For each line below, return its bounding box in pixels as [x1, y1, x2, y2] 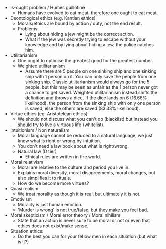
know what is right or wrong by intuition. [17, 138, 102, 144]
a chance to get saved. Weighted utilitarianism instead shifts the [25, 90, 157, 95]
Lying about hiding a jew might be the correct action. [25, 31, 134, 37]
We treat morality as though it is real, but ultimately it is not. [17, 191, 141, 197]
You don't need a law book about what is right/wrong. [17, 143, 129, 149]
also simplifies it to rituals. [17, 175, 72, 181]
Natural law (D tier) [17, 148, 57, 154]
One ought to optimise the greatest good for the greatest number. [17, 58, 153, 63]
